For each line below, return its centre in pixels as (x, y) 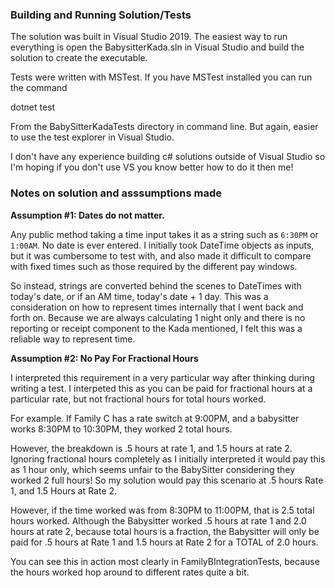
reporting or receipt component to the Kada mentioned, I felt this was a (156, 328)
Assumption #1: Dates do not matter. (87, 215)
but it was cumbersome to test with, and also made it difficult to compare (161, 255)
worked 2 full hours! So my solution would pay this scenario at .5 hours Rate (167, 480)
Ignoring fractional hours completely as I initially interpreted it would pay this (168, 459)
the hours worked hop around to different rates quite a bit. (130, 572)
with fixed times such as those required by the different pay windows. (154, 266)
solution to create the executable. (79, 58)
